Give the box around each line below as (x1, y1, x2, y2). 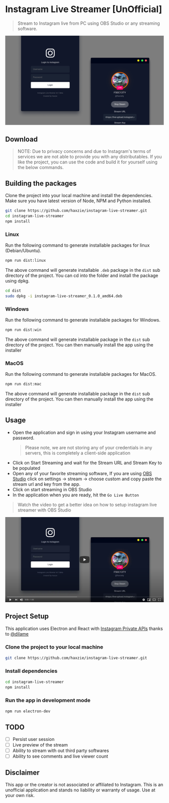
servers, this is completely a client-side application (25, 450, 131, 456)
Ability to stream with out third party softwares (12, 748, 109, 754)
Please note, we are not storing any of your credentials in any (25, 444, 152, 450)
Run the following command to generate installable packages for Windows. (5, 317, 161, 323)
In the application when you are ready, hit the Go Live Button (12, 492, 139, 498)
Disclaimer (5, 768, 40, 777)
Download (5, 135, 38, 143)
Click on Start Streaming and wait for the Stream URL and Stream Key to (12, 460, 162, 466)
